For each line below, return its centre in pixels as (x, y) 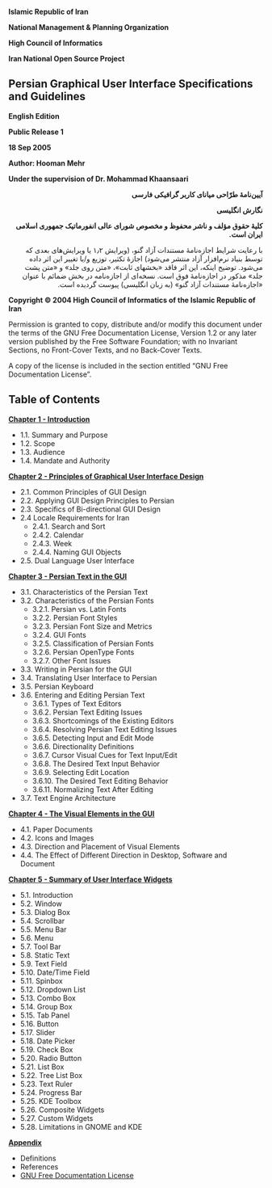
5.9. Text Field (43, 963)
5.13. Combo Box (48, 998)
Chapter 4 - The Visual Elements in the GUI (82, 813)
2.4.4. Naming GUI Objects (77, 552)
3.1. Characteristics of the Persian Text (84, 592)
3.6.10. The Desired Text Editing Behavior (100, 781)
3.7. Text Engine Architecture (68, 798)
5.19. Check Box (46, 1049)
